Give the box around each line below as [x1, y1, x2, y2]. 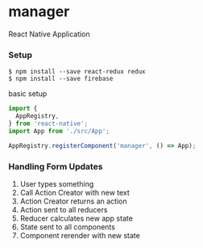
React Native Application [8, 29, 90, 39]
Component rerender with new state [19, 230, 141, 240]
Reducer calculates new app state [19, 213, 133, 223]
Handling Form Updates [8, 161, 103, 172]
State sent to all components [19, 221, 115, 232]
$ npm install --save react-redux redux [8, 68, 147, 76]
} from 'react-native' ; [8, 120, 89, 128]
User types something [19, 179, 94, 188]
